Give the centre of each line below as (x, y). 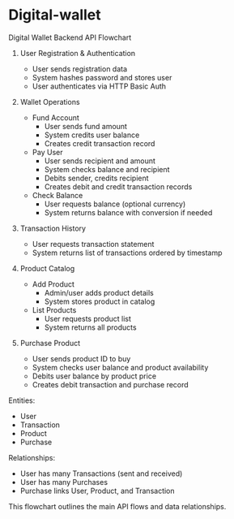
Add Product (53, 284)
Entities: (22, 400)
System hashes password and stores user (102, 77)
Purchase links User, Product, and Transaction (98, 491)
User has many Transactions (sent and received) (101, 474)
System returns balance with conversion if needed (128, 212)
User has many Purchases (64, 482)
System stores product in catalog (100, 301)
